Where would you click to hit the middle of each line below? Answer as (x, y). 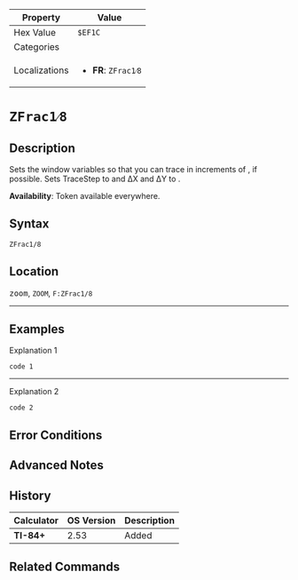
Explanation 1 (33, 351)
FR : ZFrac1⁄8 (117, 70)
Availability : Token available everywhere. (85, 196)
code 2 (21, 408)
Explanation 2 (34, 392)
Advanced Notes (57, 465)
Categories (37, 47)
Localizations (41, 70)
